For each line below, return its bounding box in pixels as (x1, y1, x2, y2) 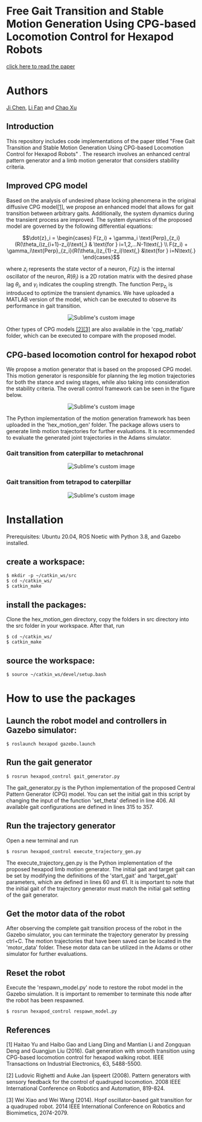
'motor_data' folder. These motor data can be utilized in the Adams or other (6, 944, 194, 951)
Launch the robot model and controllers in (6, 715, 167, 726)
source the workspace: (6, 656, 95, 666)
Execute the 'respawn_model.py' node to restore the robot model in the (6, 984, 183, 991)
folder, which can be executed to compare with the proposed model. (6, 332, 177, 340)
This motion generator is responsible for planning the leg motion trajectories (6, 372, 195, 379)
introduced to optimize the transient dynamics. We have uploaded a (6, 289, 175, 297)
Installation (6, 512, 64, 526)
